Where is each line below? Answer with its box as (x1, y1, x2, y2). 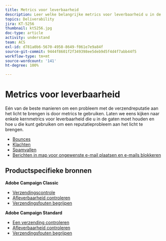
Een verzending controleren (12, 219, 70, 225)
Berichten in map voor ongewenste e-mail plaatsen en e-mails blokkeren (12, 152, 162, 158)
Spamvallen (12, 147, 37, 153)
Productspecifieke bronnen (5, 167, 92, 175)
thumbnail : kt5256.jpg (5, 26, 52, 31)
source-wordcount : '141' (5, 58, 57, 63)
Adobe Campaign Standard (5, 210, 63, 216)
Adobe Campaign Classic (5, 180, 59, 186)
